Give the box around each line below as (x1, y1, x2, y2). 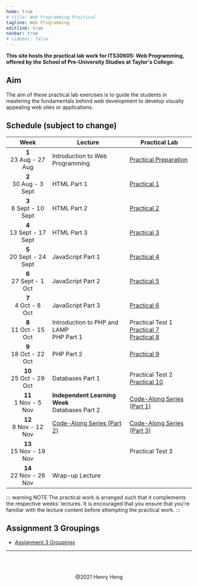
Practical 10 (129, 378, 163, 386)
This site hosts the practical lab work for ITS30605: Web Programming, (6, 52, 184, 59)
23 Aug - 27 (10, 155, 46, 164)
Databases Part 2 (52, 406, 100, 414)
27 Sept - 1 (11, 277, 45, 285)
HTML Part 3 (52, 228, 88, 236)
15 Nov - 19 (10, 447, 46, 455)
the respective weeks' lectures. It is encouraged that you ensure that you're (6, 500, 190, 507)
